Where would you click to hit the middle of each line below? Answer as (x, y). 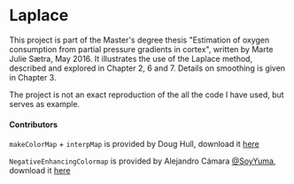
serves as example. (45, 103)
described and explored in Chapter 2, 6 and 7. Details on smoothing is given (147, 68)
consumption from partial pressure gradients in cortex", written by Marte (141, 49)
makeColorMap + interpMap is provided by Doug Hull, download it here (134, 144)
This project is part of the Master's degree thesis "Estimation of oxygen (139, 40)
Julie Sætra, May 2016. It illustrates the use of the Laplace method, (131, 58)
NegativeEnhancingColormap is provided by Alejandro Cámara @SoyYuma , (143, 161)
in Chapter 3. (33, 77)
